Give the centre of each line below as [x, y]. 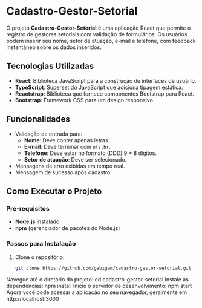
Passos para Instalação [41, 244]
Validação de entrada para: [49, 134]
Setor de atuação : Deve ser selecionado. [75, 159]
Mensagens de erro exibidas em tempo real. [70, 166]
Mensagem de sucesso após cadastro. [63, 172]
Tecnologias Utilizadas [50, 66]
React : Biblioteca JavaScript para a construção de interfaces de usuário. [106, 80]
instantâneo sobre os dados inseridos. [54, 47]
